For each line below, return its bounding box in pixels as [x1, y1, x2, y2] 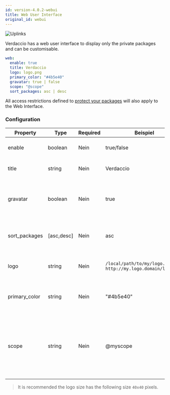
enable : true [10, 60, 37, 66]
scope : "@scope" [10, 84, 44, 89]
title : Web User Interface [5, 12, 62, 17]
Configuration [5, 116, 40, 123]
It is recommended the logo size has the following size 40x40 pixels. [17, 384, 158, 390]
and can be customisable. [5, 46, 59, 52]
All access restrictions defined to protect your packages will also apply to [5, 98, 158, 104]
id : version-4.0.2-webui [5, 7, 58, 13]
